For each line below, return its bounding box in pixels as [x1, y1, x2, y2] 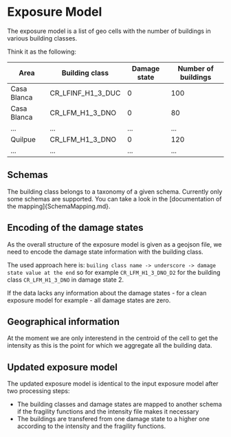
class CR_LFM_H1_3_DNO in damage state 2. [7, 276, 124, 284]
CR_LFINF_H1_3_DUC [49, 88, 121, 98]
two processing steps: [7, 387, 70, 395]
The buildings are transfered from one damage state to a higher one [16, 415, 210, 423]
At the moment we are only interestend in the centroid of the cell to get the [7, 334, 219, 342]
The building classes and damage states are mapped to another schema [16, 400, 222, 409]
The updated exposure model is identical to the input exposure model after [7, 379, 219, 388]
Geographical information [7, 315, 120, 327]
